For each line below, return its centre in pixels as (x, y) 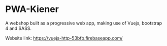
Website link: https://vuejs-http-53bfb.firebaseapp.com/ (64, 38)
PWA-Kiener (32, 9)
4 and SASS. (19, 28)
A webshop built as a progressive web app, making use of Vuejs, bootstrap (84, 23)
